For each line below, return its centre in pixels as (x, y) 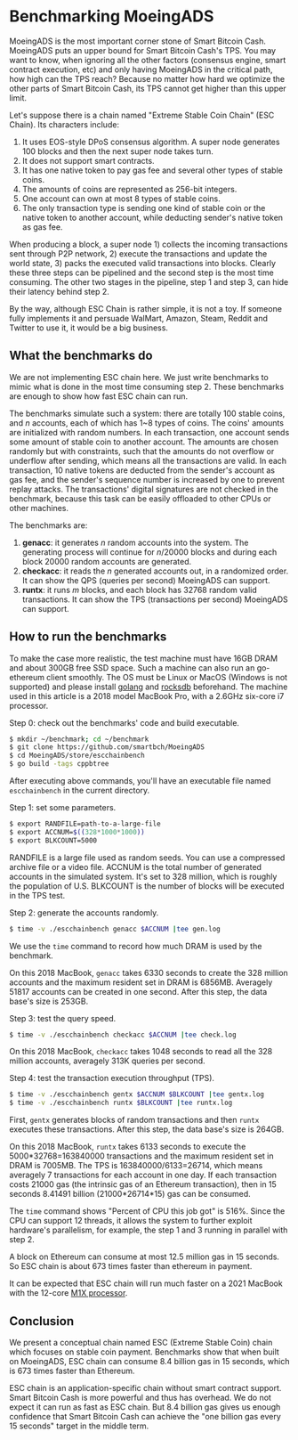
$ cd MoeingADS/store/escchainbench (77, 756)
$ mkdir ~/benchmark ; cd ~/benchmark (79, 739)
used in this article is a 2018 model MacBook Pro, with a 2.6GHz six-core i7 (147, 696)
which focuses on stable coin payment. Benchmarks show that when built (145, 1352)
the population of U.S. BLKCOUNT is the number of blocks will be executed (147, 886)
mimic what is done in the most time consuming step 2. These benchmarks (147, 386)
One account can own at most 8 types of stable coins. (121, 199)
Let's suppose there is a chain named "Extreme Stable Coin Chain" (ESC (142, 115)
